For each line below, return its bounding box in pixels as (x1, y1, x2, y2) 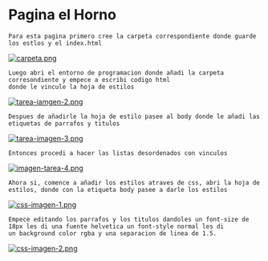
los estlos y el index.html (8, 39, 103, 47)
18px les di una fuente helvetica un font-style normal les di (8, 222, 225, 230)
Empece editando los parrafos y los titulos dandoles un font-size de (8, 215, 250, 223)
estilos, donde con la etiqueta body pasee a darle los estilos (8, 186, 228, 194)
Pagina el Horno (8, 6, 116, 24)
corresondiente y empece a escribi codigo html (8, 75, 171, 84)
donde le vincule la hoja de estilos (8, 83, 135, 91)
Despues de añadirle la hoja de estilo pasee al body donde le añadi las (8, 112, 261, 120)
